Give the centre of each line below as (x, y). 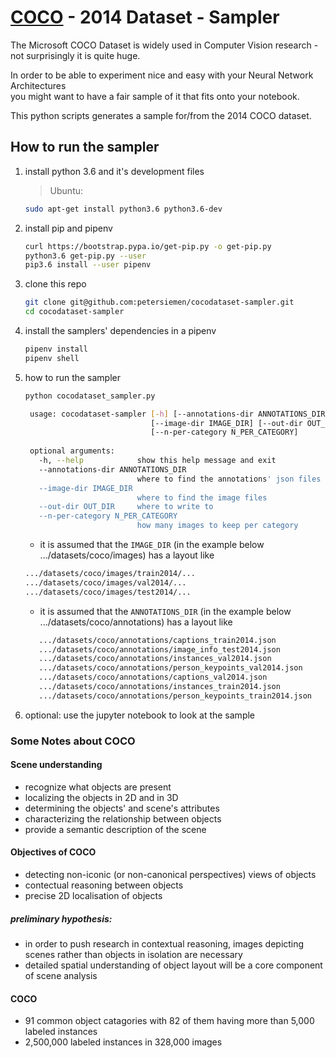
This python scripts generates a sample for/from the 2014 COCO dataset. (161, 115)
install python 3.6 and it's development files (114, 171)
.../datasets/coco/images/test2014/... (108, 592)
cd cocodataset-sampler (74, 312)
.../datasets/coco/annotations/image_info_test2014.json (159, 649)
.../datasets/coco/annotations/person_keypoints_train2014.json (175, 696)
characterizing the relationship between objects (123, 818)
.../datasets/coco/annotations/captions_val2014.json (153, 677)
